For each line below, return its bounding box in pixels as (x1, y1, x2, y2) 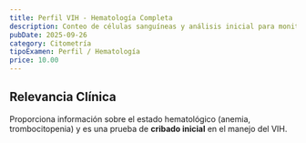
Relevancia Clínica (9, 89, 117, 105)
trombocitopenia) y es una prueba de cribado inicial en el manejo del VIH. (9, 123, 288, 134)
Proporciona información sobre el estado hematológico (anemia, (9, 113, 251, 124)
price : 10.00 (9, 56, 59, 65)
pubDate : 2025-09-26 (9, 30, 88, 39)
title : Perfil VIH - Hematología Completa (9, 13, 173, 23)
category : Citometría (9, 38, 92, 48)
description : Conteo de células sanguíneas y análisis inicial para (9, 22, 275, 31)
